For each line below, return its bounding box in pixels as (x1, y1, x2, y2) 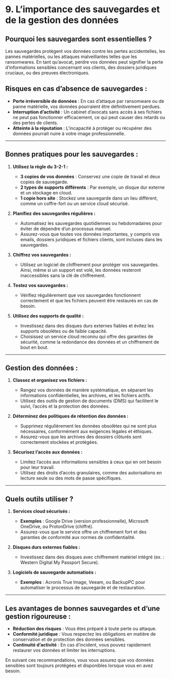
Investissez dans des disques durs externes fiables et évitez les (20, 322, 154, 329)
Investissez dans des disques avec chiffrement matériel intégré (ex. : (20, 554, 164, 560)
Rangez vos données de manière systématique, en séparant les (20, 387, 154, 393)
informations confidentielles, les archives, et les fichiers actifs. (20, 392, 151, 399)
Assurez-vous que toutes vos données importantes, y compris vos (20, 231, 160, 237)
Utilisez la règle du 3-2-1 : (12, 163, 68, 169)
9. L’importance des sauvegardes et (5, 4, 160, 15)
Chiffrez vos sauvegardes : (12, 251, 71, 258)
